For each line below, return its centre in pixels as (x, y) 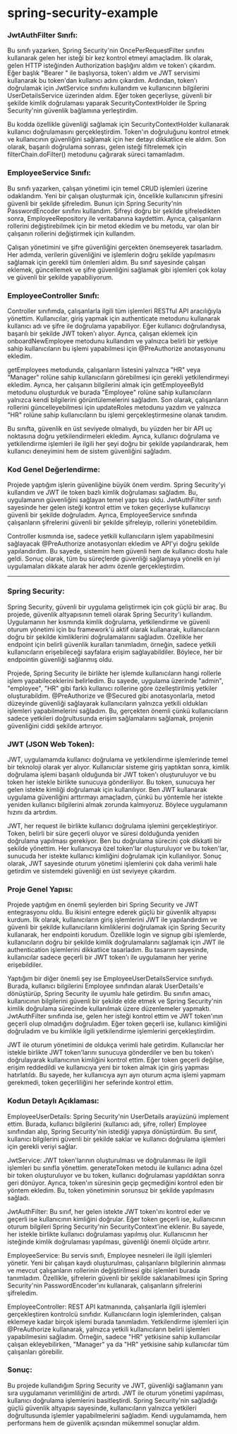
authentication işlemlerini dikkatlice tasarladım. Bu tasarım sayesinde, (108, 950)
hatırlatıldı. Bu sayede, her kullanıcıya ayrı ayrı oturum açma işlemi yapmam (116, 1075)
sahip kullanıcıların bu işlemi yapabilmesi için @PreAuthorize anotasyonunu (116, 349)
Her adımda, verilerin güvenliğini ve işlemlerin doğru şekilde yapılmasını (111, 254)
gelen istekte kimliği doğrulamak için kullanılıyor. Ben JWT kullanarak (107, 789)
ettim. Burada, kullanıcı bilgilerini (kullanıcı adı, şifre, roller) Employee (107, 1124)
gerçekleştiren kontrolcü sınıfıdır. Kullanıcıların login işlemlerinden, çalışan (114, 1314)
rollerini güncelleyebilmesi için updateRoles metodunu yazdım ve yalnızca (114, 408)
